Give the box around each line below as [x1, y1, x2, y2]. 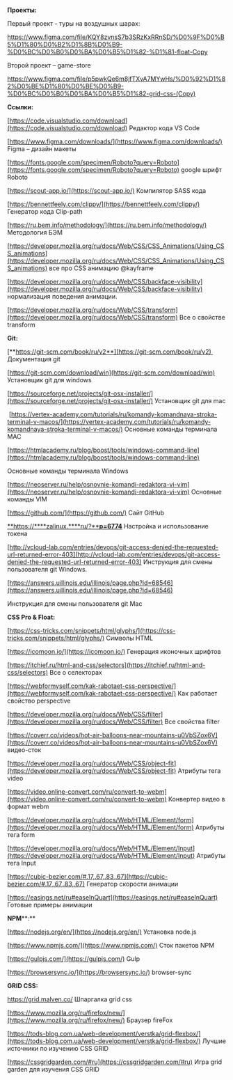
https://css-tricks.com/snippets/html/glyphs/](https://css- [9, 627, 176, 634]
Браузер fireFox [126, 1016, 173, 1024]
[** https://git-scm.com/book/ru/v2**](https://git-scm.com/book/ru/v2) [7, 347, 212, 356]
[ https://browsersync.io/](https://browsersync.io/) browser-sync [7, 968, 192, 976]
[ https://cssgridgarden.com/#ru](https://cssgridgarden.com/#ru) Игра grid [7, 1058, 223, 1066]
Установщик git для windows [7, 376, 92, 384]
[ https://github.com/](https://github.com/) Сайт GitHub [7, 508, 165, 517]
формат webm [7, 802, 49, 811]
